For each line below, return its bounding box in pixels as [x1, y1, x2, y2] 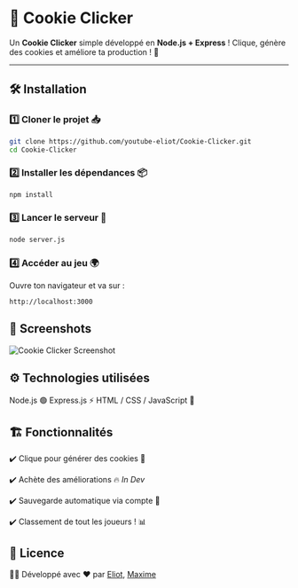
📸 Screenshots [9, 321, 92, 336]
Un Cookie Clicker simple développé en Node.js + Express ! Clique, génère [9, 37, 286, 48]
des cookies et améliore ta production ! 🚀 [9, 46, 160, 57]
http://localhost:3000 [9, 297, 93, 307]
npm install [9, 190, 53, 199]
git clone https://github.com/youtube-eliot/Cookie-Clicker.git [9, 137, 252, 145]
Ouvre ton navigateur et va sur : [9, 280, 125, 291]
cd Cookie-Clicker [9, 145, 77, 154]
